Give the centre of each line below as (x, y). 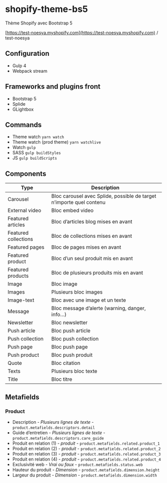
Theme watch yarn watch (38, 137)
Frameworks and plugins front (53, 86)
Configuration (27, 54)
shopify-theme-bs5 (47, 9)
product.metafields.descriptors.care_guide (58, 438)
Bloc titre (62, 379)
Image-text (21, 300)
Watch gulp (24, 148)
